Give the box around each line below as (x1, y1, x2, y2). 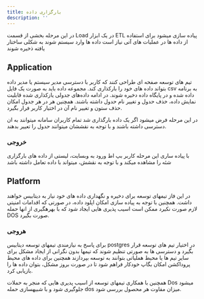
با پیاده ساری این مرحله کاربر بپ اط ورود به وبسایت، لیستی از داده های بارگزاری (7, 152, 190, 159)
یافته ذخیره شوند (7, 44, 45, 52)
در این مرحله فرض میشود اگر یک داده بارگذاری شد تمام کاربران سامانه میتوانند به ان (7, 116, 198, 124)
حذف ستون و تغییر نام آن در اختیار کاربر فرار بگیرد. (7, 105, 123, 112)
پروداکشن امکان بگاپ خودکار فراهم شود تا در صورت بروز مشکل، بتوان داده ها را (7, 260, 191, 268)
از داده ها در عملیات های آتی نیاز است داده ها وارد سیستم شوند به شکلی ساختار (7, 38, 188, 45)
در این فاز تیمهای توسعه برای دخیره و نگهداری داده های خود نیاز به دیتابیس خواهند (7, 192, 191, 199)
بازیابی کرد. (7, 267, 33, 274)
